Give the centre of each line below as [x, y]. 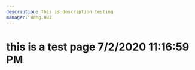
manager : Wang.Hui [29, 17]
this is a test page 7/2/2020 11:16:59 [98, 47]
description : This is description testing [60, 12]
